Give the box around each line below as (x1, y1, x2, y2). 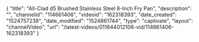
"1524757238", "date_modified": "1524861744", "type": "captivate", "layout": (6, 17, 193, 24)
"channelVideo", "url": (6, 23, 61, 30)
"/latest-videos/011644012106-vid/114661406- (61, 23, 174, 30)
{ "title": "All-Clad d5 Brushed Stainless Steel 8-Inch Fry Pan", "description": (6, 5, 192, 12)
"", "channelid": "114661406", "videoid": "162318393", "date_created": (6, 11, 177, 18)
